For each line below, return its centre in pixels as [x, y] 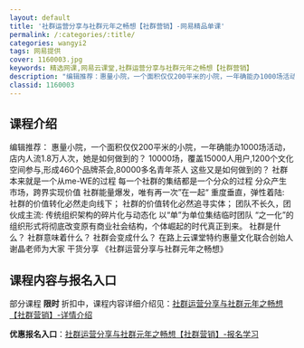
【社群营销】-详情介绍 [51, 315]
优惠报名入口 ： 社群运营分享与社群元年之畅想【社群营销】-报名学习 [134, 334]
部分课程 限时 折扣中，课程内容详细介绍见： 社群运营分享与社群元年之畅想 [146, 304]
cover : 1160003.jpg [46, 60]
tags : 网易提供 [35, 52]
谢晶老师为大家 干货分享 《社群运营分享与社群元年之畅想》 [119, 249]
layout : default [40, 18]
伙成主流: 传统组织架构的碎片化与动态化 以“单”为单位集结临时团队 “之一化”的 [152, 215]
